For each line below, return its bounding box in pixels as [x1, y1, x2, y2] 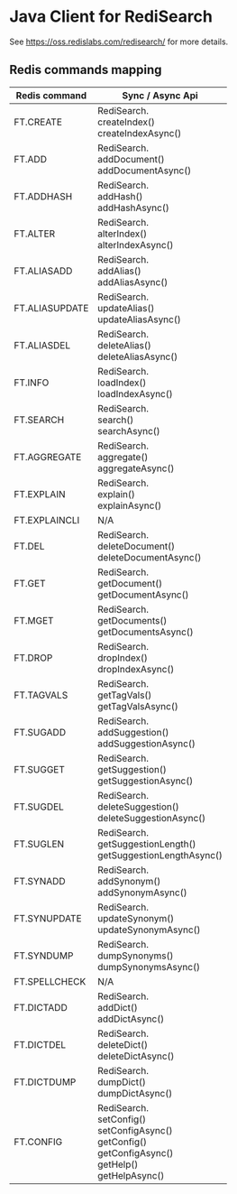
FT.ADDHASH [14, 190, 73, 202]
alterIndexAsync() [97, 238, 174, 251]
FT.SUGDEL [14, 801, 65, 813]
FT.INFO [14, 376, 50, 389]
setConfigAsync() [97, 1124, 173, 1136]
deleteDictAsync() [97, 1050, 175, 1062]
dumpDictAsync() [97, 1087, 173, 1099]
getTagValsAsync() [97, 699, 178, 712]
